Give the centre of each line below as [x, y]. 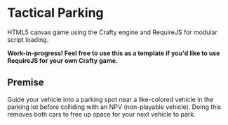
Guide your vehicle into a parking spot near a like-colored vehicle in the [110, 99]
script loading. [28, 39]
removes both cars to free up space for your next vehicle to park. [101, 114]
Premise [26, 83]
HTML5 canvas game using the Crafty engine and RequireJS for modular [112, 32]
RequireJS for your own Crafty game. [62, 60]
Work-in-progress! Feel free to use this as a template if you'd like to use [114, 53]
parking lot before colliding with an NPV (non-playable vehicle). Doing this [114, 107]
